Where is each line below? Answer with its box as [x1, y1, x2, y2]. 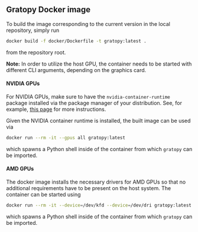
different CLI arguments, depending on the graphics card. [6, 66, 147, 73]
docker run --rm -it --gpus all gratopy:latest [6, 135, 126, 140]
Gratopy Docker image [6, 5, 91, 15]
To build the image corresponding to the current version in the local [6, 20, 170, 27]
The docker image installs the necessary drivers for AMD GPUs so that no [6, 178, 186, 185]
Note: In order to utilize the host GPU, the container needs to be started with [6, 60, 192, 67]
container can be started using [6, 191, 81, 198]
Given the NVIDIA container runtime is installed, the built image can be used [6, 117, 191, 124]
